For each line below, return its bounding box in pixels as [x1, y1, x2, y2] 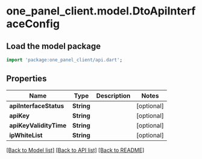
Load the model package [6, 41, 101, 51]
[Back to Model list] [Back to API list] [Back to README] [6, 146, 145, 154]
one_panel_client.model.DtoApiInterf [6, 4, 196, 18]
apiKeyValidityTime [9, 121, 67, 129]
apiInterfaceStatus [9, 101, 65, 110]
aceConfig [6, 17, 60, 31]
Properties [6, 73, 47, 84]
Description [96, 92, 131, 100]
